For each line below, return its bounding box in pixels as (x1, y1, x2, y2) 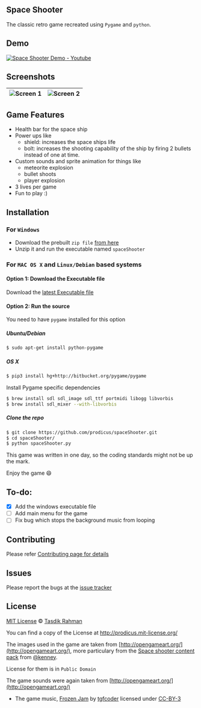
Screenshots (6, 72, 55, 82)
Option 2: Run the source (6, 302, 70, 310)
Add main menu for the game (14, 510, 88, 517)
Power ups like (14, 132, 52, 139)
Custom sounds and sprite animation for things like (14, 158, 141, 165)
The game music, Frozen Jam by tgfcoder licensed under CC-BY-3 (14, 695, 181, 702)
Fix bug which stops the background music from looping (14, 516, 155, 524)
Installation (6, 207, 49, 218)
